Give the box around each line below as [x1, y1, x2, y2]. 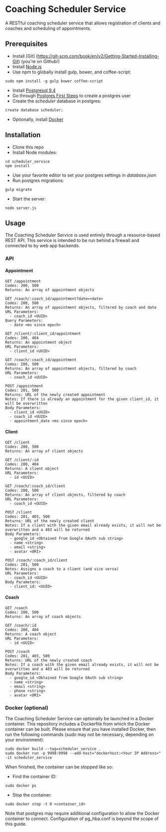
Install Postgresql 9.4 [12, 87, 56, 93]
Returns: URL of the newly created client [5, 518, 94, 523]
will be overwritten [5, 401, 48, 406]
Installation [5, 131, 41, 139]
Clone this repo [12, 144, 44, 150]
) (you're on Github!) [18, 58, 60, 64]
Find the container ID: [12, 774, 57, 780]
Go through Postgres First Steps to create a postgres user [12, 92, 131, 98]
